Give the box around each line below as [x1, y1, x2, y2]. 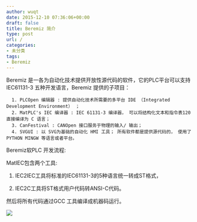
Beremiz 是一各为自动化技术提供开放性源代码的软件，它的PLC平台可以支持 [6, 76, 191, 83]
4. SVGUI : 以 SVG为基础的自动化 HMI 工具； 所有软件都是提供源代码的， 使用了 [11, 128, 192, 135]
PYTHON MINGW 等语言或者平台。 [6, 135, 77, 141]
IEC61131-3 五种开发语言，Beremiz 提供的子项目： [6, 83, 130, 91]
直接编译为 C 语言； [6, 116, 50, 122]
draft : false [6, 20, 39, 26]
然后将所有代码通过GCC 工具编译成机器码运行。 [6, 197, 125, 205]
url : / [6, 37, 23, 43]
